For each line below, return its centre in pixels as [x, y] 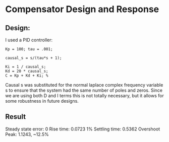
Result [16, 117]
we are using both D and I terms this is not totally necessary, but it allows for [84, 96]
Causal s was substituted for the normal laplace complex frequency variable [84, 85]
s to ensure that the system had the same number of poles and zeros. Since [84, 90]
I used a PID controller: [29, 40]
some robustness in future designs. [42, 101]
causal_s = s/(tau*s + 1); [34, 58]
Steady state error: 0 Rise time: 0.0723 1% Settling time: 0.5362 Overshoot [83, 129]
